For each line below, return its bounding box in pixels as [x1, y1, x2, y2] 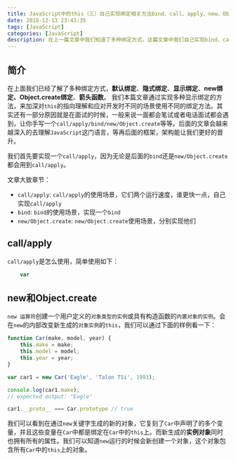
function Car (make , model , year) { [7, 335, 112, 342]
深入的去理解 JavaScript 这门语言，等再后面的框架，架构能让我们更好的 [13, 128, 218, 136]
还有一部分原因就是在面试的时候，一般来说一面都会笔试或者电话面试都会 [13, 110, 223, 119]
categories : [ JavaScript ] [7, 29, 83, 37]
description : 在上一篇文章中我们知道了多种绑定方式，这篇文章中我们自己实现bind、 [7, 37, 223, 44]
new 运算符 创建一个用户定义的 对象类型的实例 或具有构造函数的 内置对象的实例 [7, 312, 214, 320]
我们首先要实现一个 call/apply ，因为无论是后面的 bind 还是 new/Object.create [7, 152, 228, 160]
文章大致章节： [7, 175, 51, 183]
